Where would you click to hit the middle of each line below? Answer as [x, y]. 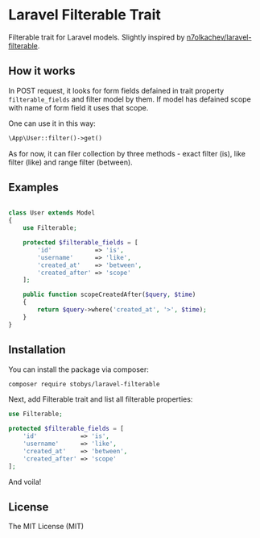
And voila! [25, 482]
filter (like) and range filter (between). [70, 162]
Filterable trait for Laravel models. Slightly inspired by [97, 37]
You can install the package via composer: [78, 369]
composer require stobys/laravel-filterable [84, 384]
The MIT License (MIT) [46, 527]
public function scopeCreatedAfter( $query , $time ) [109, 295]
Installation [37, 350]
